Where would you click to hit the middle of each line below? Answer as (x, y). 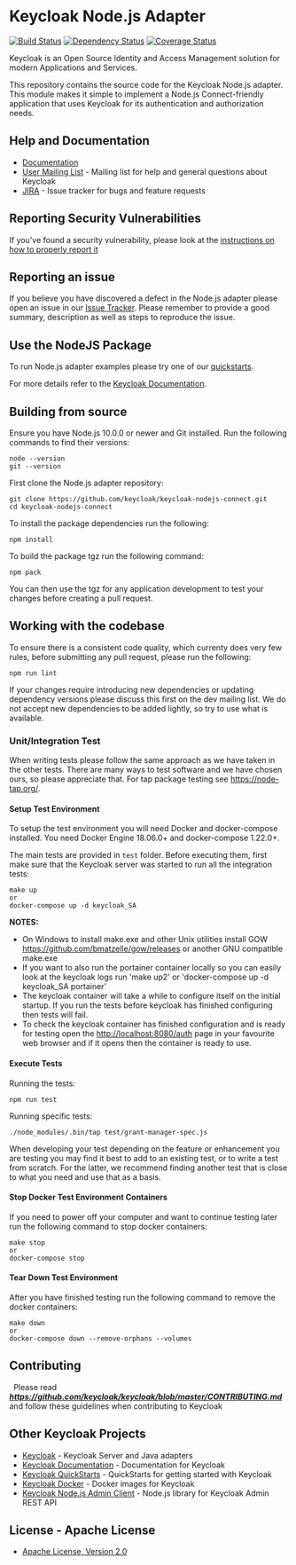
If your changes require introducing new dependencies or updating (132, 689)
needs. (22, 113)
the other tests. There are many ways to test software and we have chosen (146, 770)
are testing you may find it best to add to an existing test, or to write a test (144, 1158)
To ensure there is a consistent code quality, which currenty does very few (145, 647)
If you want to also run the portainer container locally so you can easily (152, 968)
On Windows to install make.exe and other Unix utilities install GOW (145, 940)
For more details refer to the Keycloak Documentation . (108, 384)
